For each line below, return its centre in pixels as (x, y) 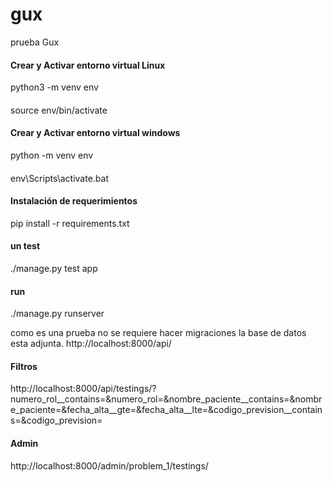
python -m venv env (52, 155)
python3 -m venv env (54, 87)
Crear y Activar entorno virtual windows (95, 133)
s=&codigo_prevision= (56, 420)
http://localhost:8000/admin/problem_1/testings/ (109, 465)
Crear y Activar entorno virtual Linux (88, 65)
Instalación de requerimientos (74, 201)
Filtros (24, 366)
